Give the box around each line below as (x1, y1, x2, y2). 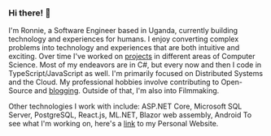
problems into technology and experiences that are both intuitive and (8, 43, 240, 53)
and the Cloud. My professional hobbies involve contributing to (8, 77, 220, 87)
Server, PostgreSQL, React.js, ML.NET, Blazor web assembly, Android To (8, 110, 252, 120)
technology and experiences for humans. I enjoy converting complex (8, 34, 239, 44)
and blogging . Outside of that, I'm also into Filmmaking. (33, 86, 220, 96)
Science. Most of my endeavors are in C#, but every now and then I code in (8, 60, 262, 70)
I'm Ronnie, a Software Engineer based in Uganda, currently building (8, 26, 238, 36)
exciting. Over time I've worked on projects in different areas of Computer (8, 52, 256, 62)
